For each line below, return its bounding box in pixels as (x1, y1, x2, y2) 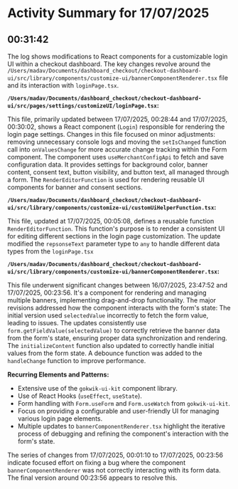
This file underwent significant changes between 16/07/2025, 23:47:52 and (7, 281, 228, 289)
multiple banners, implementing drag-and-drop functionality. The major (7, 296, 217, 304)
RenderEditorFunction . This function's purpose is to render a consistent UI (7, 224, 225, 233)
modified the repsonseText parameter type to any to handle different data (7, 240, 220, 248)
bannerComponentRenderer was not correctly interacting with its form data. (7, 466, 222, 474)
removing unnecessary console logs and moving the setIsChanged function (7, 137, 227, 146)
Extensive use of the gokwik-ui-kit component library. (17, 384, 178, 392)
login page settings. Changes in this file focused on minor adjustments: (7, 130, 215, 138)
